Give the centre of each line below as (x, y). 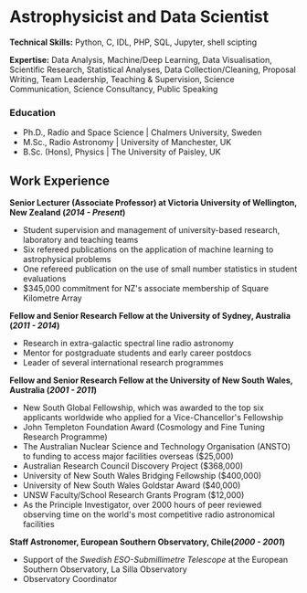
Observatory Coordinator (70, 579)
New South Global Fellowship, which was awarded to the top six (143, 408)
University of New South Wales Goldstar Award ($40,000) (132, 485)
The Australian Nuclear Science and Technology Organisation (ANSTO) (156, 447)
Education (33, 112)
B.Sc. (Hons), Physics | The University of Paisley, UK (122, 152)
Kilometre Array (52, 298)
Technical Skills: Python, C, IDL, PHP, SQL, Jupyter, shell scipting (133, 42)
